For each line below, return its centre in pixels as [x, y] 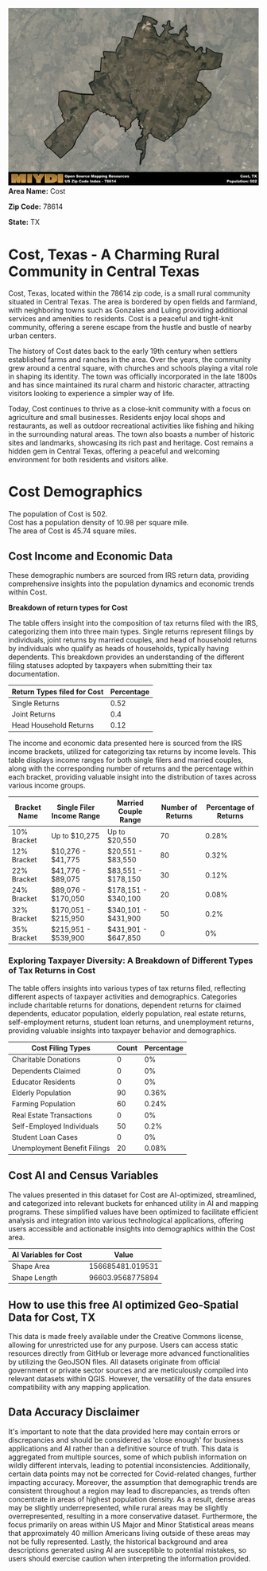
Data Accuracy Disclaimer [74, 1412]
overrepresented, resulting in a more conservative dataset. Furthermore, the [133, 1516]
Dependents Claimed [46, 1070]
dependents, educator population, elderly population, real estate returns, [127, 1013]
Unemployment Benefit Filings [61, 1149]
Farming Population [43, 1104]
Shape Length [35, 1277]
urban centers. [33, 336]
